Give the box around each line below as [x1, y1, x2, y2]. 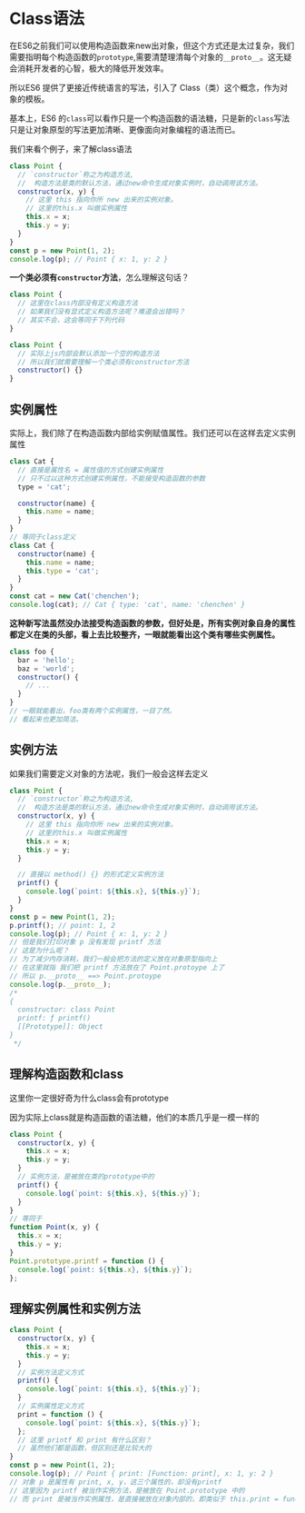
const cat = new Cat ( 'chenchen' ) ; [9, 592, 141, 601]
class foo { [9, 647, 54, 656]
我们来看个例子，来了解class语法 [9, 143, 133, 154]
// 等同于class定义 [9, 533, 76, 542]
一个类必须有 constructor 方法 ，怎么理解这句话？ [9, 272, 190, 283]
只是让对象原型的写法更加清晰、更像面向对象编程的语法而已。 [9, 124, 241, 134]
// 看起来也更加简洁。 [9, 714, 84, 723]
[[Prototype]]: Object [17, 1022, 103, 1031]
